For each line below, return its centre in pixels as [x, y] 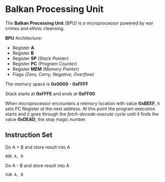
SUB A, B [14, 174]
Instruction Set [29, 135]
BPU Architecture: [24, 38]
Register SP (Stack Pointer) [40, 58]
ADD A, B [14, 156]
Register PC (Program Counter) [45, 63]
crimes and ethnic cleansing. [35, 28]
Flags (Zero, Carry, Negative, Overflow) [53, 74]
